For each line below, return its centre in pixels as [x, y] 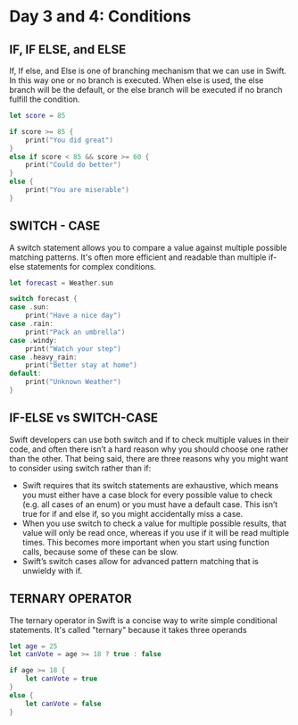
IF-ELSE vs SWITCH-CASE [84, 418]
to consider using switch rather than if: [80, 468]
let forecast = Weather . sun [62, 283]
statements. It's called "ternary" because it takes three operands [128, 629]
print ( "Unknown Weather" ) [74, 382]
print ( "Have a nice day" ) [74, 316]
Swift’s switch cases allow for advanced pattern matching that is [140, 561]
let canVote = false [63, 704]
